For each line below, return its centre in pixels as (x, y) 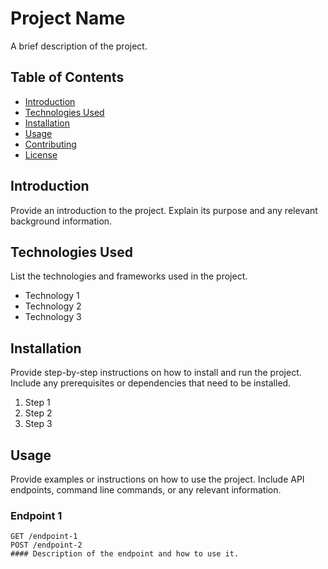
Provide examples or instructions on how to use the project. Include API (157, 479)
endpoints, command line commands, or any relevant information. (146, 490)
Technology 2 (53, 306)
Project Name (68, 18)
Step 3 (38, 424)
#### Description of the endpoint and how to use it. (125, 554)
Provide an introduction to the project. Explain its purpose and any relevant (164, 210)
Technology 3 (53, 317)
